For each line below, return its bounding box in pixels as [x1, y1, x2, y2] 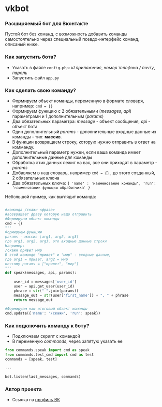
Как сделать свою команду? [5, 87, 76, 93]
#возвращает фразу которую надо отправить [5, 211, 92, 217]
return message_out [14, 297, 53, 302]
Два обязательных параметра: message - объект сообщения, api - [12, 119, 151, 124]
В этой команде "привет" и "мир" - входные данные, [5, 252, 111, 257]
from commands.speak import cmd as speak [5, 348, 90, 353]
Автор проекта [5, 386, 42, 392]
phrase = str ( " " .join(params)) [14, 288, 79, 293]
